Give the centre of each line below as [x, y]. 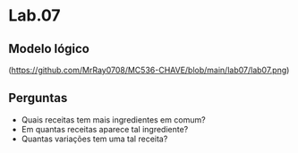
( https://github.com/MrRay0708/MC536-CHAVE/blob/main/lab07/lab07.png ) [149, 70]
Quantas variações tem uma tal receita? [94, 139]
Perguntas [38, 98]
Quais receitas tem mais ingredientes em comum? [114, 119]
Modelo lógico [49, 49]
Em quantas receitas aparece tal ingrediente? [105, 129]
